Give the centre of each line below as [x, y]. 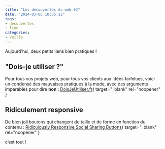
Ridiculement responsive [44, 110]
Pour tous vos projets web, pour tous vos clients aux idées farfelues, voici [80, 78]
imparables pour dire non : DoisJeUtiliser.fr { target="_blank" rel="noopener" [83, 89]
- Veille [14, 37]
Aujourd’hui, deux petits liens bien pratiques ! [51, 51]
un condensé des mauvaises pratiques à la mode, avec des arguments [77, 84]
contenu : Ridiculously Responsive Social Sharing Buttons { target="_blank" [81, 127]
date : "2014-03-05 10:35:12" [35, 14]
